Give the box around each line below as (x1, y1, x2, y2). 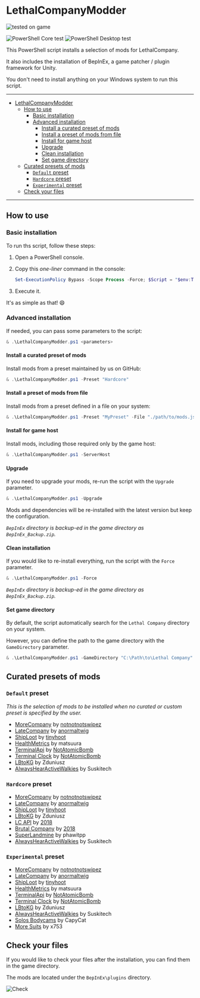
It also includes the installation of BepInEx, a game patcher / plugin (6, 58, 170, 65)
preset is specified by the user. (6, 709, 82, 716)
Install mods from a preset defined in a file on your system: (6, 403, 151, 410)
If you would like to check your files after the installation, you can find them (6, 956, 190, 963)
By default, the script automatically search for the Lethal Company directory (6, 619, 190, 626)
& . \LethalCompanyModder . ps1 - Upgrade (6, 495, 102, 502)
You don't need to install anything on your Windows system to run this (6, 76, 178, 83)
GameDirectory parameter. (6, 644, 70, 651)
